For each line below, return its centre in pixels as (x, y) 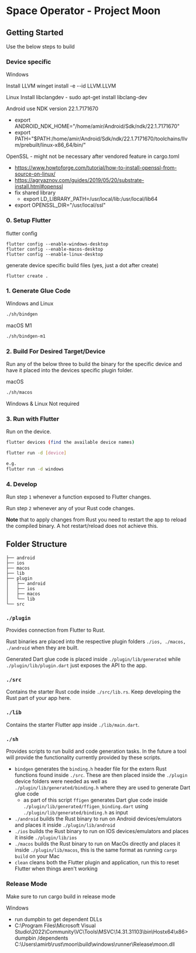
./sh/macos (19, 392)
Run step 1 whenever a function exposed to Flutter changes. (79, 497)
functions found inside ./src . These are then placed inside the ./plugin (101, 775)
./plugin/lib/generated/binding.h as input (75, 812)
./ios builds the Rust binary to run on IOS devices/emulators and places (102, 831)
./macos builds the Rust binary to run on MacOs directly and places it (97, 843)
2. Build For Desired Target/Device (56, 351)
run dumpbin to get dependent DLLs (58, 920)
